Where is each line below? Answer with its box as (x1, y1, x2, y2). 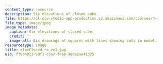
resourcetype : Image (5, 43, 47, 48)
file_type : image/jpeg (5, 20, 51, 26)
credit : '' (9, 34, 32, 39)
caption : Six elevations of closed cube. (9, 29, 95, 34)
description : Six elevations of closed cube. (5, 12, 98, 16)
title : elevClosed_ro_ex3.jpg (5, 47, 66, 52)
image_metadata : (5, 25, 38, 30)
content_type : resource (5, 7, 53, 12)
